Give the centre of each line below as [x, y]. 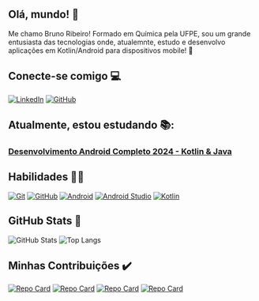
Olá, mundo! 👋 [43, 15]
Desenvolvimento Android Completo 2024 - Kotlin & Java [120, 151]
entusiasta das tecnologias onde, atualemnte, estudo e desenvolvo [117, 42]
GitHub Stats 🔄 [45, 221]
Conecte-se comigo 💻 [65, 76]
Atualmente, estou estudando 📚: [92, 125]
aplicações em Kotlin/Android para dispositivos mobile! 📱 [101, 50]
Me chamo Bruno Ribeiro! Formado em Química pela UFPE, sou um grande [129, 33]
